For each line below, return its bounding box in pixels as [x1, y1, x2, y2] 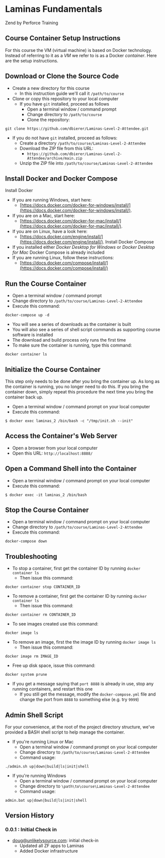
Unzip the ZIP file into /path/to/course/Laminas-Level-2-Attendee [19, 160, 153, 166]
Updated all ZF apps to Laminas [19, 843, 84, 849]
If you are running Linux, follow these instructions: [12, 255, 114, 261]
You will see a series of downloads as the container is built [12, 321, 132, 327]
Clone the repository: [27, 117, 70, 122]
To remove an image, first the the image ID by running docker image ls [12, 639, 156, 645]
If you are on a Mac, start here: [12, 213, 75, 219]
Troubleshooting [5, 552, 58, 561]
